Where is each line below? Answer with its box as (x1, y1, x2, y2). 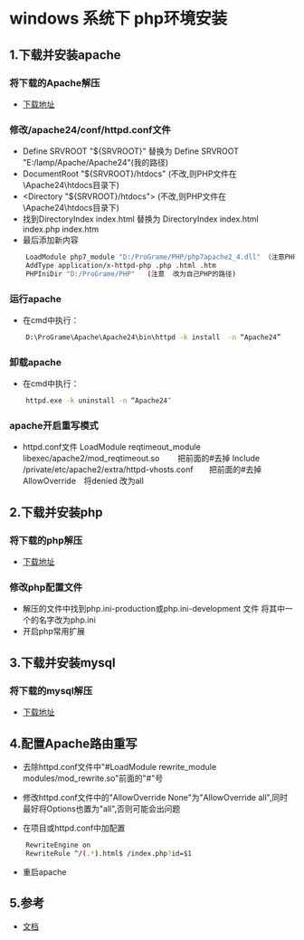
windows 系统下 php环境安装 (9, 8, 228, 29)
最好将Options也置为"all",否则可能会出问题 (22, 802, 181, 814)
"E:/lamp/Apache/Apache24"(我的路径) (22, 157, 169, 168)
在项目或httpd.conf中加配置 (22, 822, 126, 833)
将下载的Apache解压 (9, 76, 100, 89)
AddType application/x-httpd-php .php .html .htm (25, 261, 217, 271)
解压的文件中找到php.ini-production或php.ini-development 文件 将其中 (22, 603, 285, 614)
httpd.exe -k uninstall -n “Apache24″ (25, 396, 172, 405)
